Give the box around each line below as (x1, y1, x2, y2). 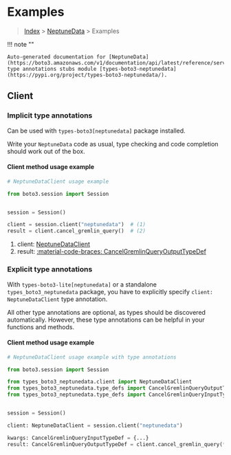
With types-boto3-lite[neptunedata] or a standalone (7, 280, 157, 289)
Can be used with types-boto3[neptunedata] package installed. (7, 126, 186, 135)
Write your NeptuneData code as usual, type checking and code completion (7, 140, 219, 148)
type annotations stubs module (7, 65, 97, 72)
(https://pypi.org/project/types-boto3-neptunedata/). (7, 71, 168, 78)
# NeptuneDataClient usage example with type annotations (7, 353, 177, 361)
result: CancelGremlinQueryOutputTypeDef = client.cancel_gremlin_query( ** (7, 441, 229, 447)
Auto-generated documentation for (7, 53, 107, 60)
